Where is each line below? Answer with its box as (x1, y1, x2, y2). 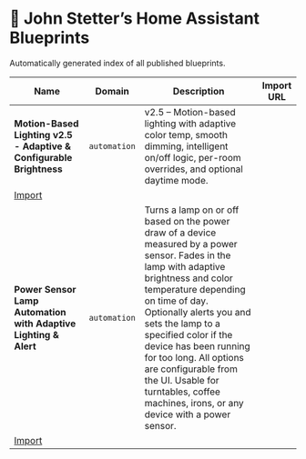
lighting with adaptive (144, 117, 237, 130)
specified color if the (144, 328, 233, 341)
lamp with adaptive (144, 260, 226, 273)
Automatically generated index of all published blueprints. (9, 57, 226, 68)
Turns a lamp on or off (144, 204, 240, 216)
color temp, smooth (144, 128, 228, 141)
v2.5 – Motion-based (144, 105, 236, 118)
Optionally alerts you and (144, 305, 252, 318)
